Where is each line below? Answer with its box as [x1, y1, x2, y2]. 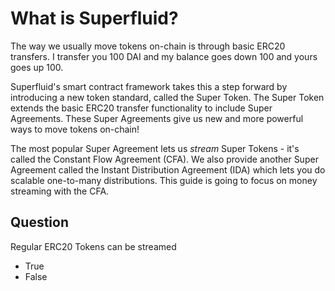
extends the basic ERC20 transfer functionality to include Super [10, 102, 273, 114]
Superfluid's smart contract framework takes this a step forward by [10, 80, 288, 92]
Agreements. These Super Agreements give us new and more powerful [10, 112, 304, 124]
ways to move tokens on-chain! [10, 123, 140, 135]
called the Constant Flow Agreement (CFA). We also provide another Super [10, 153, 319, 165]
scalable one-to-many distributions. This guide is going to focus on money [10, 174, 318, 186]
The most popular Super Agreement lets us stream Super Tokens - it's [10, 142, 300, 154]
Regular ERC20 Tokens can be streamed [10, 240, 177, 252]
